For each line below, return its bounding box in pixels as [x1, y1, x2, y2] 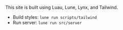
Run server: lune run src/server [12, 20, 82, 25]
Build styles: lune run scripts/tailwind [12, 14, 97, 20]
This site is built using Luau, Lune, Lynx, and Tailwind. [5, 5, 118, 10]
